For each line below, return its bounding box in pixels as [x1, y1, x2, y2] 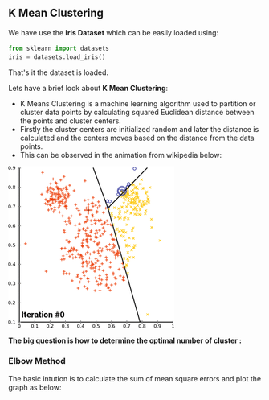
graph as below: [8, 382, 62, 392]
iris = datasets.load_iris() [8, 52, 106, 61]
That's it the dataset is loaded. [8, 68, 109, 77]
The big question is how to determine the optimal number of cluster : [8, 336, 243, 345]
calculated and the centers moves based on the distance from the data [19, 133, 255, 142]
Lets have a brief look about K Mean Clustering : [8, 83, 169, 93]
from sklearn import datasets [8, 44, 110, 52]
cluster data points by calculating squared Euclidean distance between [19, 107, 255, 117]
